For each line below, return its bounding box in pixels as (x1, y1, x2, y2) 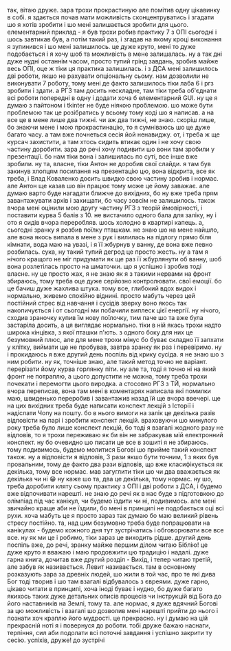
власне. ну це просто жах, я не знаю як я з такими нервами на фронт (7, 270, 211, 278)
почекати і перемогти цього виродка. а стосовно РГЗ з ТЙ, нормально (7, 379, 215, 388)
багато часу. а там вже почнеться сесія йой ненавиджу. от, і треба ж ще (7, 130, 220, 139)
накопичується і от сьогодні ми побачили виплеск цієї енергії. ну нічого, (7, 306, 221, 314)
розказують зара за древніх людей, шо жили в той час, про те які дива (7, 570, 216, 578)
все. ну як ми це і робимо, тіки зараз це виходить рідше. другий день (7, 534, 212, 541)
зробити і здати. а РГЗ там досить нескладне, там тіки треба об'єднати (7, 86, 217, 94)
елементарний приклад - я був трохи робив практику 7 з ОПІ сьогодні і (7, 28, 217, 36)
